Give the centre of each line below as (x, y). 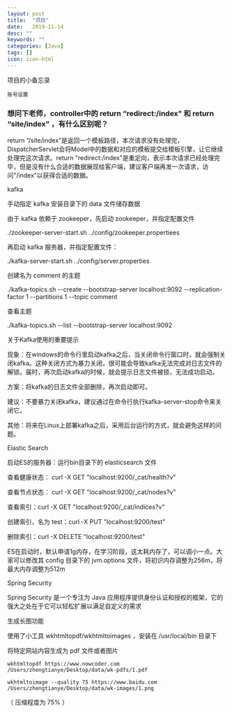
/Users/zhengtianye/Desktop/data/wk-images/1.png (81, 689)
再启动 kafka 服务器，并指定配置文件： (63, 247)
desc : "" (20, 33)
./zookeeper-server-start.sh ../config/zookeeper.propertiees (93, 233)
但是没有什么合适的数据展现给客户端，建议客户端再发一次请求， (111, 167)
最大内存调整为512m (36, 569)
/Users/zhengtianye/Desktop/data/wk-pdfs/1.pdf (78, 670)
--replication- (203, 289)
